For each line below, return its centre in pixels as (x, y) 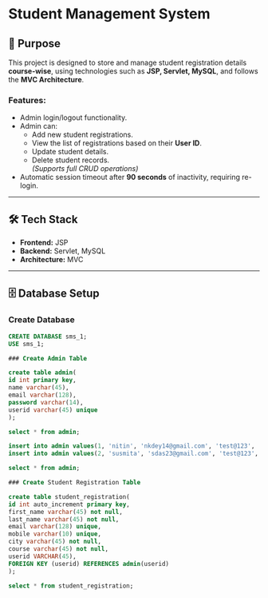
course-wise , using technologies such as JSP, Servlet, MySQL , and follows (133, 71)
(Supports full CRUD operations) (85, 169)
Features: (27, 100)
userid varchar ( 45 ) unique (53, 410)
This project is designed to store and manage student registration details (128, 62)
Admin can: (39, 126)
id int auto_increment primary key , (69, 504)
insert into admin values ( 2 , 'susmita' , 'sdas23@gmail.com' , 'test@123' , (134, 454)
